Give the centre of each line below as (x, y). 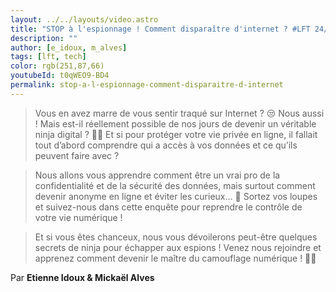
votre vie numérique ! (78, 217)
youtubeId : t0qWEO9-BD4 (60, 76)
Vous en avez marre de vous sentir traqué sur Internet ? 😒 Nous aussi (179, 113)
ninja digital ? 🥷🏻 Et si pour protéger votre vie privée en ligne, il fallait (176, 134)
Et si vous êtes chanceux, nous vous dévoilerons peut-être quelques (176, 237)
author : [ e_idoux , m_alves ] (69, 47)
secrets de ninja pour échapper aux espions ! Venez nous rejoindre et (178, 247)
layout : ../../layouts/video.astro (84, 19)
